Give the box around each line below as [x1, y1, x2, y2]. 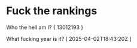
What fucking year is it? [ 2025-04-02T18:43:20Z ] [6, 35, 132, 42]
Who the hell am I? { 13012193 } [6, 24, 84, 31]
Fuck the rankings [6, 4, 98, 18]
